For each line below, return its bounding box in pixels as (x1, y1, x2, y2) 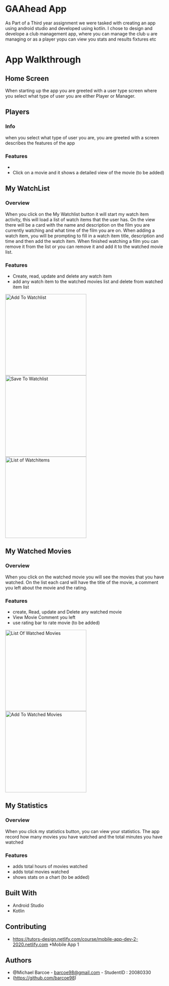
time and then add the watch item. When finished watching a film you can (5, 238, 158, 244)
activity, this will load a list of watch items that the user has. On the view (5, 217, 155, 223)
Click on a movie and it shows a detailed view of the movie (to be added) (12, 169, 164, 175)
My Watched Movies (5, 547, 72, 556)
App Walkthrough (5, 54, 81, 66)
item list (12, 284, 29, 290)
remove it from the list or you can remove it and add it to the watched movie (5, 243, 163, 250)
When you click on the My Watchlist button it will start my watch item (5, 211, 149, 217)
